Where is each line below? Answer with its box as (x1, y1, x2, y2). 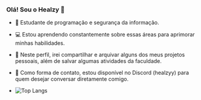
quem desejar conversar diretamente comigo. (14, 75, 129, 83)
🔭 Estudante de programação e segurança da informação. (14, 19, 159, 26)
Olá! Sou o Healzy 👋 (6, 5, 65, 14)
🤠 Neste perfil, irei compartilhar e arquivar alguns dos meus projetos (14, 51, 185, 59)
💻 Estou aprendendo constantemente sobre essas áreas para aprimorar (14, 31, 195, 38)
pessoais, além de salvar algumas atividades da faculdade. (14, 57, 162, 65)
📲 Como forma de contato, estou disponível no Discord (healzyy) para (14, 69, 189, 77)
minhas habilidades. (14, 40, 65, 47)
